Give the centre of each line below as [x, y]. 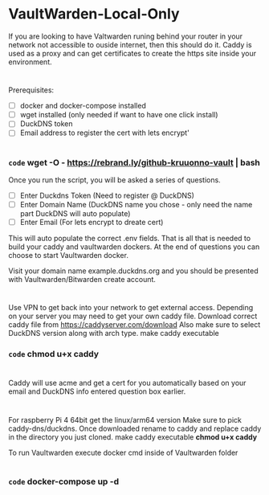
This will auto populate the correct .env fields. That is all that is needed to [130, 239]
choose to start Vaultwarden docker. [68, 256]
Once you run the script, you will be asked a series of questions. [114, 180]
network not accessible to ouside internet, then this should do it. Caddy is [130, 44]
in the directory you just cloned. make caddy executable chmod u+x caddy [133, 437]
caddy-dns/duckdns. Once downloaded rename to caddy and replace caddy [135, 428]
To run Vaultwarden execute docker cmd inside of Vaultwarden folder [123, 452]
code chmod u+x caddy [53, 354]
